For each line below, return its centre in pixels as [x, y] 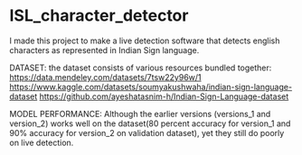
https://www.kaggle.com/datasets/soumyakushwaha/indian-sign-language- [151, 87]
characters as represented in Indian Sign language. [104, 50]
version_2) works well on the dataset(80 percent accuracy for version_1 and [150, 123]
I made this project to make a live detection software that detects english [145, 41]
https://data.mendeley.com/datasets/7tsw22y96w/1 [105, 77]
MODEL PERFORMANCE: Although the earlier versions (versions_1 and [140, 114]
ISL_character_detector [99, 16]
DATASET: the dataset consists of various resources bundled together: [141, 68]
